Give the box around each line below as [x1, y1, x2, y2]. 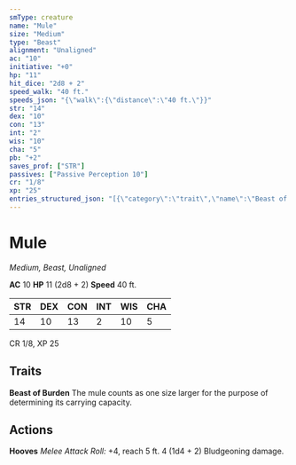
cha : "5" [9, 145, 42, 154]
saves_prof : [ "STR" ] [9, 162, 86, 170]
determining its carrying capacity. [9, 397, 133, 407]
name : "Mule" [9, 21, 58, 30]
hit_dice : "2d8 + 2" [9, 79, 86, 88]
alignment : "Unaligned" [9, 46, 97, 55]
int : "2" [9, 129, 42, 138]
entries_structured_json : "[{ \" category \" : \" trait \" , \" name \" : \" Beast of [9, 194, 288, 204]
